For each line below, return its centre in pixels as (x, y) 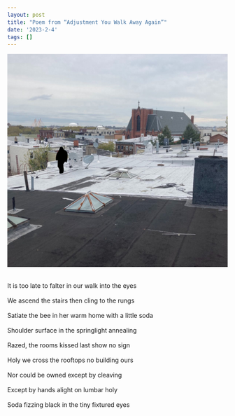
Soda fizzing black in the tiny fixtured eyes (69, 404)
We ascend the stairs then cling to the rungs (71, 300)
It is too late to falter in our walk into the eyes (72, 285)
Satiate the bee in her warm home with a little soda (80, 315)
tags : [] (20, 37)
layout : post (26, 15)
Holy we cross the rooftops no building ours (71, 360)
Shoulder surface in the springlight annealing (72, 330)
